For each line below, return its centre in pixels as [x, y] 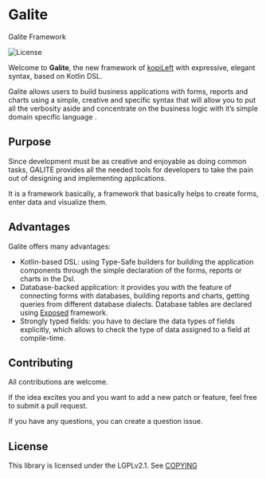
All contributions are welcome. [58, 382]
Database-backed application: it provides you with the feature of [126, 287]
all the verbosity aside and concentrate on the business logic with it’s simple [133, 108]
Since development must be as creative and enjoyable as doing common [127, 161]
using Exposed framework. [64, 312]
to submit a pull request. [48, 406]
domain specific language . [53, 116]
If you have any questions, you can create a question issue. [106, 421]
